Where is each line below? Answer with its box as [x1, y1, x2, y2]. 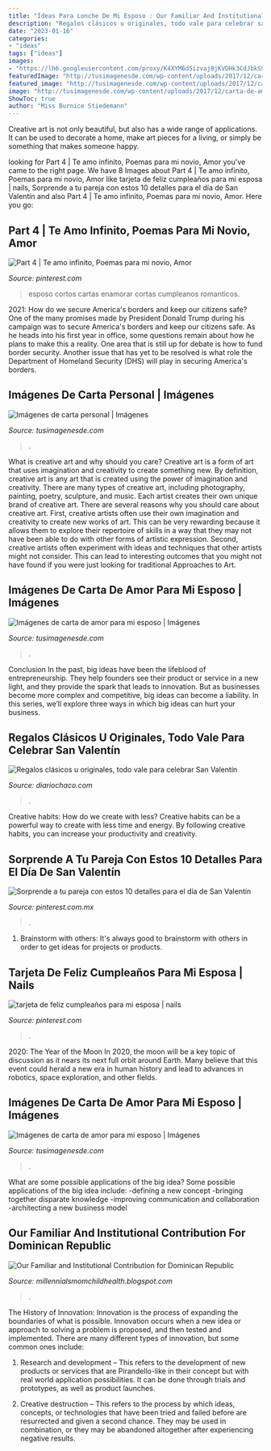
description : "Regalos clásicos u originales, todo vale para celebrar [8, 19, 254, 27]
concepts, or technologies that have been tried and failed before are [19, 1407, 248, 1417]
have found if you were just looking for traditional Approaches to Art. [8, 560, 236, 569]
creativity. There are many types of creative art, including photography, [8, 482, 245, 492]
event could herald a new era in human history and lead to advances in [8, 1064, 244, 1073]
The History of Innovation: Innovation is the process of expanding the [8, 1307, 239, 1317]
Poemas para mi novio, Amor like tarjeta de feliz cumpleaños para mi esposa [8, 175, 263, 184]
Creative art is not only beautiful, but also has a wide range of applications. [8, 125, 258, 134]
